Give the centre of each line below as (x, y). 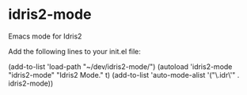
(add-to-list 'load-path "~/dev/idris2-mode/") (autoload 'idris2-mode (120, 66)
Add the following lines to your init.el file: (74, 51)
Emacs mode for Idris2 (45, 36)
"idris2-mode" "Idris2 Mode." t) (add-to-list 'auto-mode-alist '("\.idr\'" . (124, 75)
